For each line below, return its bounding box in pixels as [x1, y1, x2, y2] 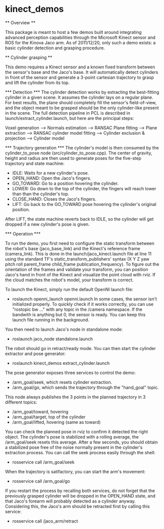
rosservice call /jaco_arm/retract [12, 518, 78, 524]
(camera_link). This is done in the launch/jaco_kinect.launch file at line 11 [5, 251, 152, 257]
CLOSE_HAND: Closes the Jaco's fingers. [12, 196, 97, 202]
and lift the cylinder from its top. [5, 80, 70, 86]
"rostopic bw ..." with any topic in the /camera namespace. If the [12, 306, 142, 312]
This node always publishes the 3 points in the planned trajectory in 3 [5, 394, 146, 400]
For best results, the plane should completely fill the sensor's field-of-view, [5, 99, 157, 105]
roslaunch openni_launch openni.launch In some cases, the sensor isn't [12, 296, 157, 302]
